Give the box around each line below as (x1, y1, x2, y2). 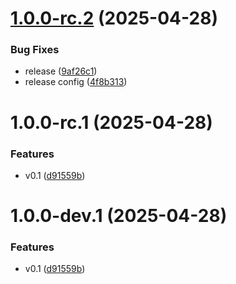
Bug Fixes (10, 43, 60, 57)
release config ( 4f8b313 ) (24, 76, 128, 88)
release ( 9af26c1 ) (24, 65, 98, 77)
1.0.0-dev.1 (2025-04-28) (10, 205, 228, 227)
